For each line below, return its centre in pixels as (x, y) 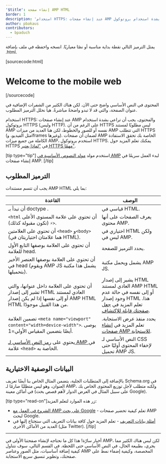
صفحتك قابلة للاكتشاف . (126, 310)
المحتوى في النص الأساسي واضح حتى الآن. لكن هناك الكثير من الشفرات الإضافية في (82, 105)
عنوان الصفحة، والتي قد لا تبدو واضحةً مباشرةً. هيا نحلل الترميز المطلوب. (71, 110)
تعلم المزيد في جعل (122, 304)
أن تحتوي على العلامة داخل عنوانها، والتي (50, 286)
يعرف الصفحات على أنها (127, 216)
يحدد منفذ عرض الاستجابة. (129, 318)
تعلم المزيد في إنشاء (123, 325)
